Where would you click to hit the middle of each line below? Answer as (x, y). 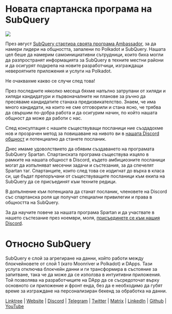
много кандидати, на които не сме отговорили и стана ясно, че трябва (83, 107)
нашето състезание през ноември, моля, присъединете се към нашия (83, 218)
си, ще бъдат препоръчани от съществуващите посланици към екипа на (85, 176)
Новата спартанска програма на (79, 9)
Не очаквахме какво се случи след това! (50, 81)
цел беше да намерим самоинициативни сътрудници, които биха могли (84, 54)
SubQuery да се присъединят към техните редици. (61, 181)
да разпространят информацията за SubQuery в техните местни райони (84, 60)
